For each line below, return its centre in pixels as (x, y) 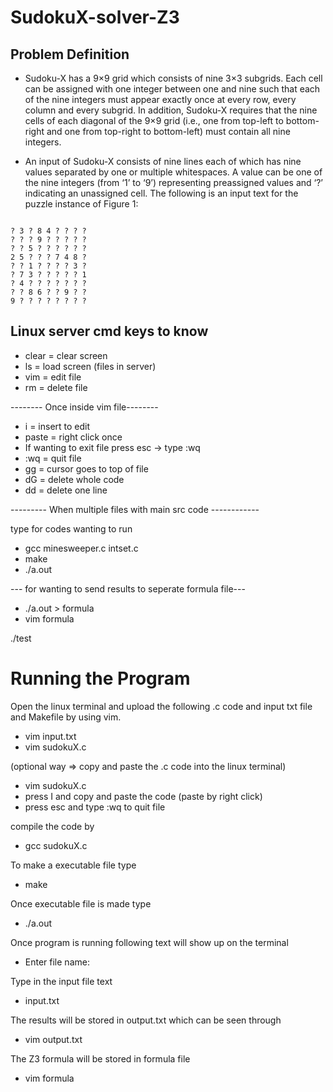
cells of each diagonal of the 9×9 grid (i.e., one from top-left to (154, 120)
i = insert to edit (57, 426)
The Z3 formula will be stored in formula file (100, 1058)
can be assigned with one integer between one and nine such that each (172, 89)
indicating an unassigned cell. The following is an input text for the (161, 193)
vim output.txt (53, 1039)
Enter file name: (57, 962)
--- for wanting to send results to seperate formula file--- (128, 588)
